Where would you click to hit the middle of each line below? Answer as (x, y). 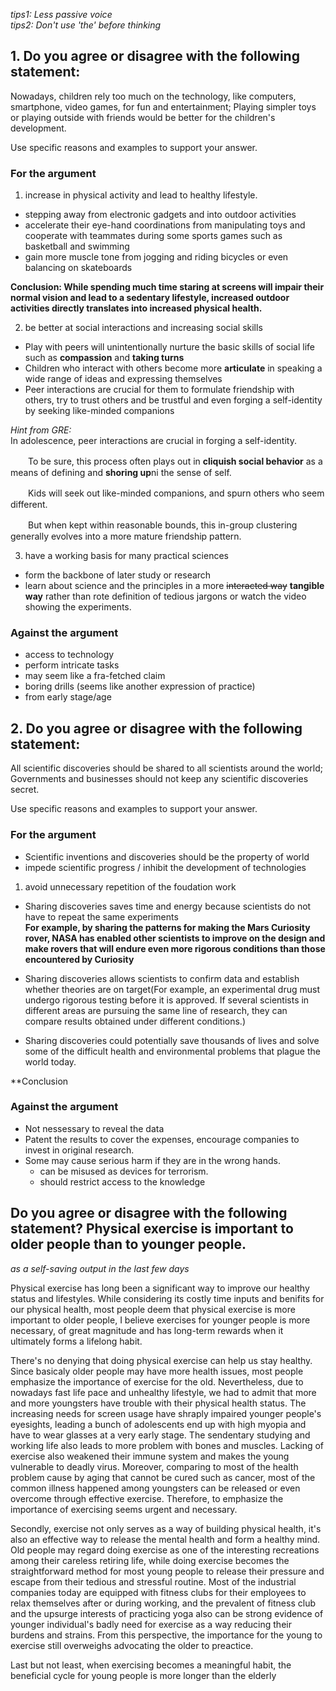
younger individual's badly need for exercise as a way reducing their (151, 1624)
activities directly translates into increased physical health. (136, 308)
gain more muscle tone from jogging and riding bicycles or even (156, 257)
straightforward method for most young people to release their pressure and (167, 1571)
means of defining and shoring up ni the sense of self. (121, 473)
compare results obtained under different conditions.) (135, 1021)
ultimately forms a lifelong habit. (76, 1341)
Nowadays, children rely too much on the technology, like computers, (153, 96)
